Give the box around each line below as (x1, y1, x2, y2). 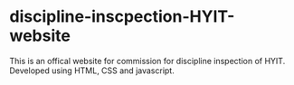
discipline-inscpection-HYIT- (9, 6, 235, 27)
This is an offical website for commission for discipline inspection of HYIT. (9, 55, 286, 66)
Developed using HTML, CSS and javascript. (9, 65, 175, 76)
